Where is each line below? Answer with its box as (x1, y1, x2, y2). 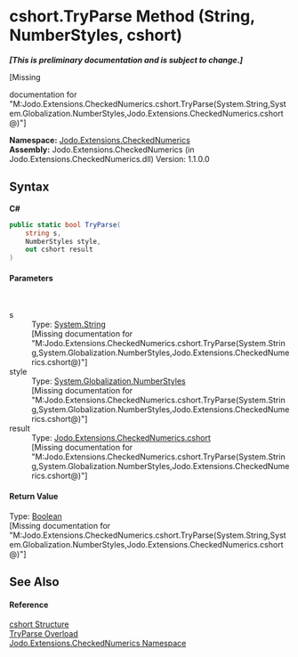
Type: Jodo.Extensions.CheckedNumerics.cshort (31, 433, 211, 443)
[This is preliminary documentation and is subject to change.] (9, 54, 243, 65)
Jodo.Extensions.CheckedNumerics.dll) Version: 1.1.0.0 (9, 153, 211, 164)
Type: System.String (31, 319, 107, 330)
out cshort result (25, 245, 93, 255)
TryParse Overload (9, 629, 78, 639)
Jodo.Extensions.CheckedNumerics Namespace (9, 638, 187, 649)
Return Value (9, 491, 59, 501)
